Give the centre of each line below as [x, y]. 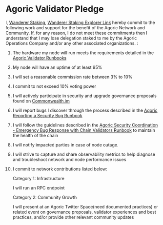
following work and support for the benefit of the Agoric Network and [75, 27]
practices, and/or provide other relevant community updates [73, 217]
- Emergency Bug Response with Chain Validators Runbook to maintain [84, 130]
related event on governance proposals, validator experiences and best [84, 212]
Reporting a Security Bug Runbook [47, 115]
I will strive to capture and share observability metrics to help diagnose [84, 154]
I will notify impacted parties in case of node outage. [65, 144]
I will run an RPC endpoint [39, 188]
